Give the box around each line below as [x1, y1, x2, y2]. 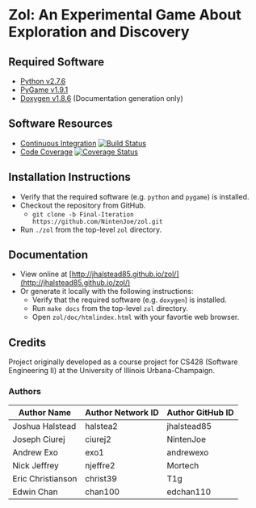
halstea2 [84, 420, 119, 431]
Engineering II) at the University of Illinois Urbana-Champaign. [8, 366, 216, 376]
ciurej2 [84, 434, 111, 445]
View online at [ [19, 269, 73, 279]
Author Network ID [84, 406, 159, 418]
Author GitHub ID [166, 406, 234, 418]
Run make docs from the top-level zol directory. [31, 304, 188, 313]
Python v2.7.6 [19, 77, 66, 86]
